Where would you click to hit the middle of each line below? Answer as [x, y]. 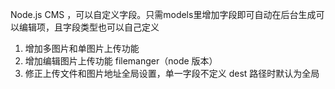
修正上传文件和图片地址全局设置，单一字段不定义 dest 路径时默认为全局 [172, 73]
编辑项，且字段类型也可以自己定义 [89, 27]
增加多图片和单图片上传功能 [82, 48]
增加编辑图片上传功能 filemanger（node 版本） [121, 61]
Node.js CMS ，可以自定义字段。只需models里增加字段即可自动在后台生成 [163, 14]
